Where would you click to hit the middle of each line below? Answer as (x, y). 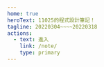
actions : (20, 33)
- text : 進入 (31, 40)
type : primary (40, 53)
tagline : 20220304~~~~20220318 (52, 27)
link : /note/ (38, 46)
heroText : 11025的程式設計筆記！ (51, 20)
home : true (23, 14)
